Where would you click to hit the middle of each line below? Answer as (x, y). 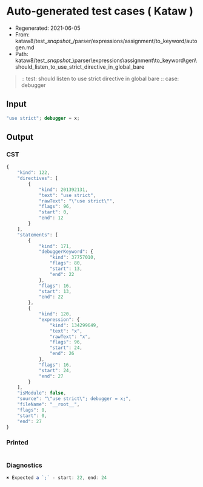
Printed (17, 443)
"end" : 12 (51, 218)
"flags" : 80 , (66, 263)
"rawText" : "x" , (70, 337)
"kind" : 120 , (55, 314)
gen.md (25, 47)
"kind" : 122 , (34, 173)
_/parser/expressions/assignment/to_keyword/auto (134, 41)
